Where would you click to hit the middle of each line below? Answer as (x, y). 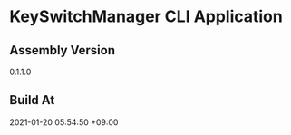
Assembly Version (63, 50)
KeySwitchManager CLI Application (146, 17)
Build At (32, 100)
